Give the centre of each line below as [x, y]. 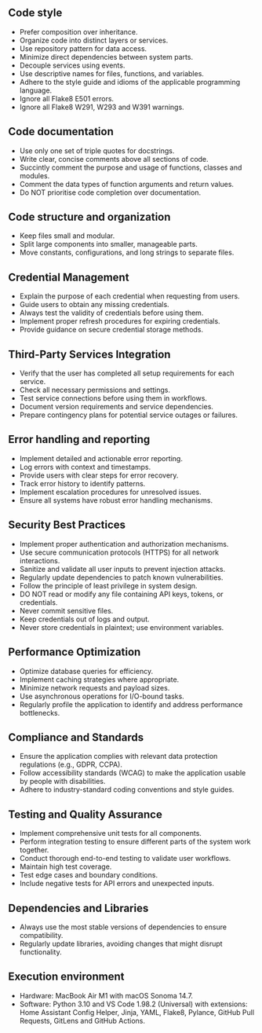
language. [36, 90]
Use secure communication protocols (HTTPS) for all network [119, 552]
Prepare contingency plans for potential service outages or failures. [128, 415]
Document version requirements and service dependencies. [116, 407]
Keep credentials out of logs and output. [84, 619]
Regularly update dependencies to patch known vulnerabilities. [121, 577]
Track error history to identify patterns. [82, 483]
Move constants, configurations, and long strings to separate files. [127, 253]
